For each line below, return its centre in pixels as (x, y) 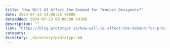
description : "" (22, 24)
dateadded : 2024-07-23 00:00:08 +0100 (46, 19)
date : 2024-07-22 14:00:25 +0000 (40, 14)
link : (11, 28)
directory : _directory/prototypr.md (44, 38)
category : (16, 33)
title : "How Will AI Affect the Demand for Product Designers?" (74, 10)
